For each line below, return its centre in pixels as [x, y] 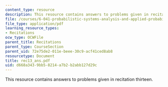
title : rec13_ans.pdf [28, 61]
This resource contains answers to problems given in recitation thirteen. [79, 80]
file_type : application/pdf [34, 24]
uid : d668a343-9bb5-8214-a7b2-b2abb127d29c [51, 65]
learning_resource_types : [32, 28]
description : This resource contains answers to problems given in [77, 14]
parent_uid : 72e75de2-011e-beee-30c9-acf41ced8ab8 [59, 51]
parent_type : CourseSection [34, 47]
